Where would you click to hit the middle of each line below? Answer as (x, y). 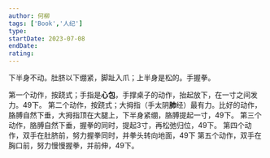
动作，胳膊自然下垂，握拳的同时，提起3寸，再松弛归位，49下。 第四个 (127, 125)
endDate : (23, 46)
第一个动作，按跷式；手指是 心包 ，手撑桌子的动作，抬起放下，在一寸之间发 (133, 95)
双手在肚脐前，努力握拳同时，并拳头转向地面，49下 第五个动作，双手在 (142, 135)
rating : (22, 53)
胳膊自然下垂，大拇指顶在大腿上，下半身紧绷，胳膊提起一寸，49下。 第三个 (135, 115)
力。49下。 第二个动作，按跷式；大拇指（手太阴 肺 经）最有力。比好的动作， (135, 105)
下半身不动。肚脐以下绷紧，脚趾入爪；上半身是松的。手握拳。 (112, 77)
